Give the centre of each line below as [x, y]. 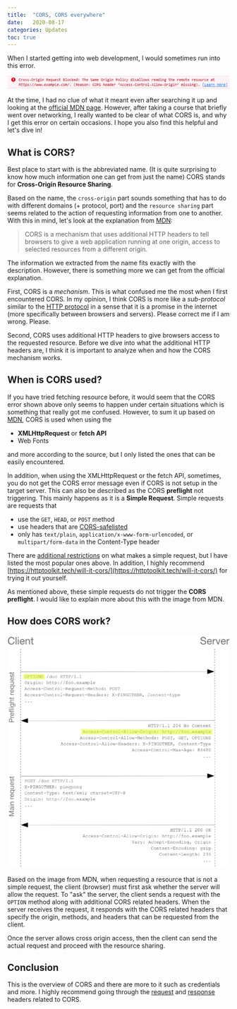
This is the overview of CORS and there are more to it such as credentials [114, 984]
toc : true [22, 37]
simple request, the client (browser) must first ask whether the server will [114, 887]
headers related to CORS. [44, 1000]
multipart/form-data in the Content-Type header [89, 542]
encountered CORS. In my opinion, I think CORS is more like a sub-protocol [116, 299]
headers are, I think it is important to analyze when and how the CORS [109, 350]
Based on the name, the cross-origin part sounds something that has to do [117, 198]
